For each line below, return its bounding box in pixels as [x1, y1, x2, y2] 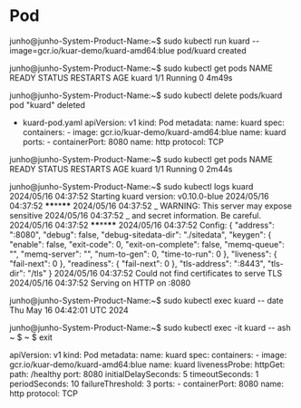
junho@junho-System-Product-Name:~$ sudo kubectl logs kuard [9, 180, 254, 191]
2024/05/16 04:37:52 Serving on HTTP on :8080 [9, 277, 191, 288]
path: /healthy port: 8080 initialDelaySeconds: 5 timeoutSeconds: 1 [9, 368, 259, 379]
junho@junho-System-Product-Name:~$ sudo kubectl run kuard [9, 35, 251, 46]
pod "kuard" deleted [9, 99, 86, 110]
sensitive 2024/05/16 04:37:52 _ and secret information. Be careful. [9, 209, 261, 220]
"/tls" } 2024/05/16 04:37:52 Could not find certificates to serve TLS [26, 267, 283, 278]
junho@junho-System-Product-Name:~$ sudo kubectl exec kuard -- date [9, 295, 284, 306]
